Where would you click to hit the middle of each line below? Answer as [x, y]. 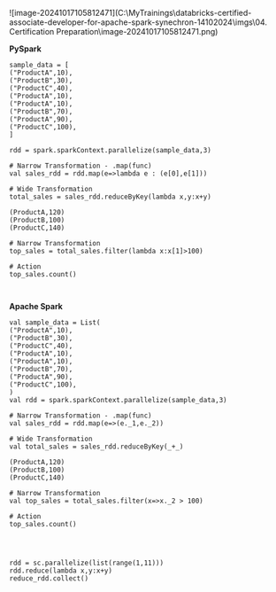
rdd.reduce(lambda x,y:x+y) [61, 571]
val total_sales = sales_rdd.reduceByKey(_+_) [96, 447]
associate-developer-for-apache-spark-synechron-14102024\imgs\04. [138, 22]
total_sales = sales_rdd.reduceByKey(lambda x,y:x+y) [111, 197]
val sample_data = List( [55, 323]
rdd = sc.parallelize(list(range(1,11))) [87, 563]
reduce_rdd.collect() [49, 579]
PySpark [25, 49]
